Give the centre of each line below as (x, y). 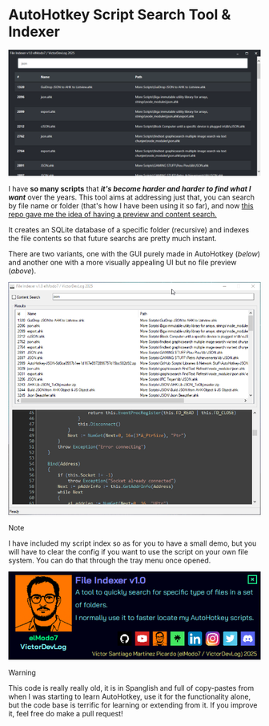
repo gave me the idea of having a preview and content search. (113, 214)
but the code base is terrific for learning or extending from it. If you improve (133, 705)
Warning (22, 672)
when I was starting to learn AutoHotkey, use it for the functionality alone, (130, 696)
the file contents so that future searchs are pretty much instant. (113, 238)
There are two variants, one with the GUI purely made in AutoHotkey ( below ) (134, 253)
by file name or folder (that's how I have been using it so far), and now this (131, 205)
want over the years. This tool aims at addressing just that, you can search (131, 197)
